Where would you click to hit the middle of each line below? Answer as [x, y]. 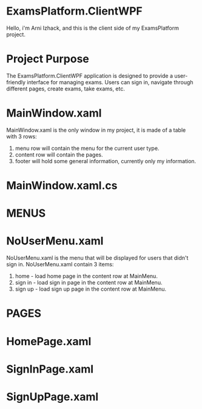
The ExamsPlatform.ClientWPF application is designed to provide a [89, 76]
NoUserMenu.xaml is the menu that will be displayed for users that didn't [97, 258]
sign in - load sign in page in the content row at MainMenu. [89, 283]
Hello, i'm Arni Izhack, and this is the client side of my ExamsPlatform [93, 28]
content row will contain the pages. [59, 154]
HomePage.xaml [49, 341]
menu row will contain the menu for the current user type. [87, 148]
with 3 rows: [22, 136]
